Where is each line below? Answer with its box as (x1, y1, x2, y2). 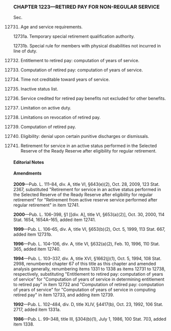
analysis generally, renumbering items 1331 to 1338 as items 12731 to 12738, (13, 266, 166, 272)
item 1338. (13, 321, 34, 327)
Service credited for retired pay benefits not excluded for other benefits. (20, 95, 166, 101)
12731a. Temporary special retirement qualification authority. (13, 33, 135, 40)
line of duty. (13, 48, 38, 54)
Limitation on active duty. (20, 105, 71, 111)
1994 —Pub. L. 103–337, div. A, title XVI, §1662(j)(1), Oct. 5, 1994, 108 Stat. (13, 256, 162, 262)
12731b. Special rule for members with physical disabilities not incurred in (13, 43, 161, 49)
